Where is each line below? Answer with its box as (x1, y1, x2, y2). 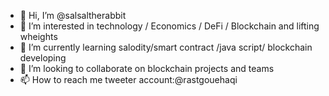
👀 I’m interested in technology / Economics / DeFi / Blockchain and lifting (19, 20, 320, 32)
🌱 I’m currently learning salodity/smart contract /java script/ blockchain (19, 41, 313, 53)
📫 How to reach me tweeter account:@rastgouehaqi (19, 74, 238, 85)
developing (19, 52, 67, 64)
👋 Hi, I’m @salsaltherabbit (19, 10, 127, 21)
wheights (19, 31, 58, 42)
